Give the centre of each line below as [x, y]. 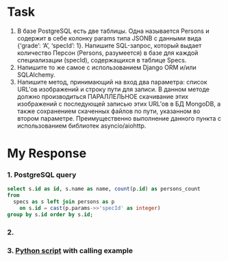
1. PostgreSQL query [42, 175]
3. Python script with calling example [70, 250]
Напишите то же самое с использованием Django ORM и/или [106, 67]
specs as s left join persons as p [64, 202]
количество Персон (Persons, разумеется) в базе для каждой [107, 53]
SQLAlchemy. [36, 74]
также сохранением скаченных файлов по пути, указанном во [109, 111]
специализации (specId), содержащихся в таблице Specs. [102, 60]
